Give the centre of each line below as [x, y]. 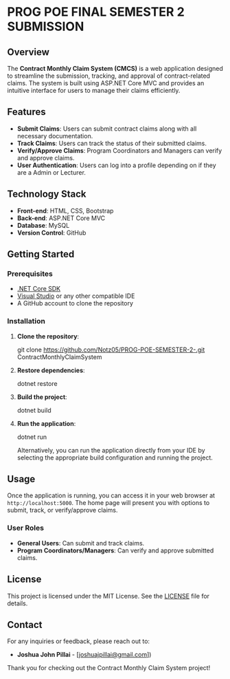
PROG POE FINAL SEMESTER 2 [96, 12]
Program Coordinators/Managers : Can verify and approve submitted [115, 550]
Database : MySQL [43, 225]
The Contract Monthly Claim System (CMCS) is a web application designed [115, 68]
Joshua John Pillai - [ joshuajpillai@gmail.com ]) [84, 655]
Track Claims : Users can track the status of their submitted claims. [112, 143]
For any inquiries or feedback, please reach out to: [78, 641]
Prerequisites [30, 274]
